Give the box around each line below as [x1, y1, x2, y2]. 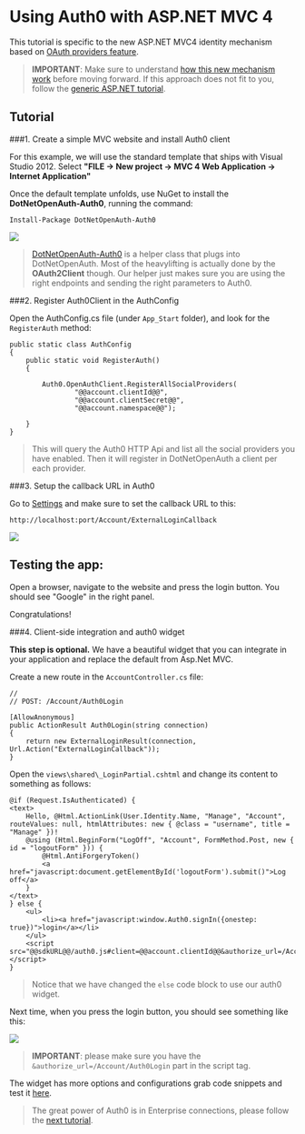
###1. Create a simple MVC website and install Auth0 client [9, 134, 231, 145]
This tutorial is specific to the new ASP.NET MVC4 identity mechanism [9, 36, 272, 47]
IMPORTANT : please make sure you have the [31, 1050, 202, 1061]
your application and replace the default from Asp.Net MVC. [9, 653, 234, 665]
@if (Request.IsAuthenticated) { [9, 796, 136, 805]
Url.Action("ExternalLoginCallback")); [9, 744, 161, 754]
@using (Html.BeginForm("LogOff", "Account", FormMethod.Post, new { [25, 835, 295, 845]
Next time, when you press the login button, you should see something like [9, 1006, 289, 1017]
